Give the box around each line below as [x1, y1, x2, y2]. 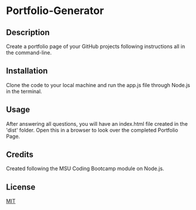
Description [6, 27, 50, 37]
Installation [6, 66, 48, 76]
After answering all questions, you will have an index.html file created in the [6, 120, 188, 127]
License [6, 182, 36, 192]
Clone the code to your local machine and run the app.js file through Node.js [6, 81, 190, 88]
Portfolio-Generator [6, 4, 104, 18]
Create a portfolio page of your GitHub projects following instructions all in [6, 43, 185, 50]
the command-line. [6, 49, 52, 56]
